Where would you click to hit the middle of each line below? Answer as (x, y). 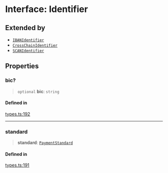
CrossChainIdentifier (35, 46)
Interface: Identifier (47, 9)
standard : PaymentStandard (45, 143)
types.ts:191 (17, 165)
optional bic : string (38, 91)
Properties (22, 66)
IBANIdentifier (28, 40)
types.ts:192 (18, 114)
